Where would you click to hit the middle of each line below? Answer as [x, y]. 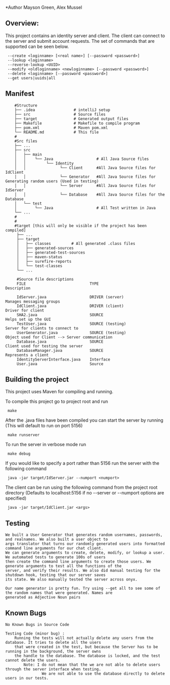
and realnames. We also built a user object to [57, 539]
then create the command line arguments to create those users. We [78, 562]
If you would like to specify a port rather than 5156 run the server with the [82, 463]
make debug [19, 454]
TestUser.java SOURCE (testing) [71, 324]
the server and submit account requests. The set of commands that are [80, 41]
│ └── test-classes [39, 266]
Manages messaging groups [33, 302]
